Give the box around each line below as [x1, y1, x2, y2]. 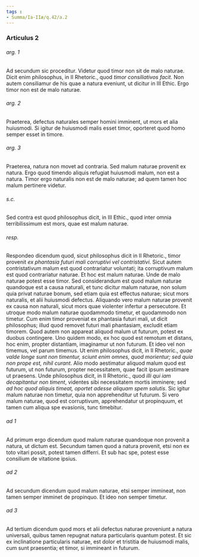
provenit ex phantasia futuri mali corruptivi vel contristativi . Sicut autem [6, 258, 182, 265]
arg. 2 [6, 99, 21, 107]
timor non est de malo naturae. [6, 86, 81, 93]
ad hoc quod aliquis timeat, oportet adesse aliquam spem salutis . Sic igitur [6, 385, 190, 392]
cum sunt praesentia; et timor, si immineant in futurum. [6, 545, 140, 552]
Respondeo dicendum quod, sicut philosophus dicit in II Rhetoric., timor [6, 252, 181, 259]
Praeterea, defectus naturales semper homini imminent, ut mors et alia [6, 118, 178, 125]
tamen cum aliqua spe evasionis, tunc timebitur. [6, 404, 123, 411]
